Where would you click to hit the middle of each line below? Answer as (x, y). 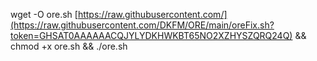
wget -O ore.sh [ (44, 14)
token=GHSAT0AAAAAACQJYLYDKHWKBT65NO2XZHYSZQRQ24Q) (151, 35)
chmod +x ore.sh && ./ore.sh (69, 46)
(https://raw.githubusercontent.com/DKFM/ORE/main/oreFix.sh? (142, 25)
